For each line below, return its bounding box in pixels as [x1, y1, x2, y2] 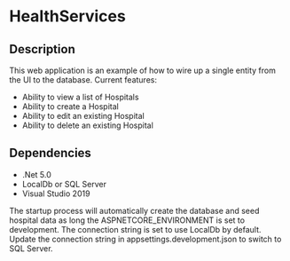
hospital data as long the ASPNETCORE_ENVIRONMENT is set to [9, 215, 246, 225]
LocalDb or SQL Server [21, 178, 106, 189]
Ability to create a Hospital [21, 101, 120, 112]
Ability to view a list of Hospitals [21, 91, 139, 102]
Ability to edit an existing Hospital [21, 111, 145, 121]
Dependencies [9, 146, 91, 161]
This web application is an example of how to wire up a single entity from [9, 65, 277, 75]
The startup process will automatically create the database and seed [9, 205, 260, 216]
